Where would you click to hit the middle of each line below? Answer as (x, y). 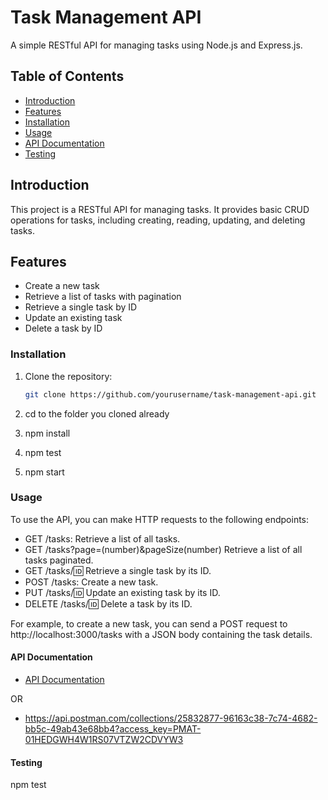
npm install (47, 433)
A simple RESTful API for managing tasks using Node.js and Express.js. (156, 45)
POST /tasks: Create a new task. (91, 582)
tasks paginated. (59, 560)
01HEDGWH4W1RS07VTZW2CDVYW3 (104, 740)
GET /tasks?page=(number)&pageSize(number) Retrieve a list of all (163, 549)
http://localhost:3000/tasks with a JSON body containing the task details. (161, 634)
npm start (44, 472)
